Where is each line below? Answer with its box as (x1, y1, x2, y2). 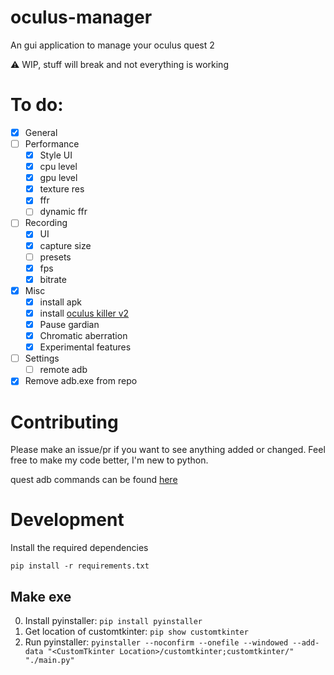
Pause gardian (39, 318, 100, 330)
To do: (10, 94, 64, 116)
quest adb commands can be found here (10, 474, 178, 486)
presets (39, 251, 72, 263)
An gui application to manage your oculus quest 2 (10, 39, 215, 51)
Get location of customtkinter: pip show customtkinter (24, 626, 249, 637)
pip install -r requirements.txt (10, 561, 150, 571)
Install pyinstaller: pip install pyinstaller (24, 615, 203, 626)
